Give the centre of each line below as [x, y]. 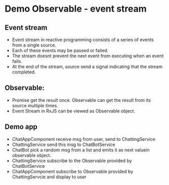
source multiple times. [35, 105]
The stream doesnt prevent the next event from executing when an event [88, 56]
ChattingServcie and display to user [49, 177]
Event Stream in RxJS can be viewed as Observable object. [74, 111]
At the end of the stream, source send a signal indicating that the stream [87, 67]
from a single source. [34, 45]
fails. [17, 61]
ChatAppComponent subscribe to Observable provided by [72, 171]
